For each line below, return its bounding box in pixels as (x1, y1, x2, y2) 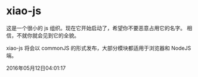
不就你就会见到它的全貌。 (16, 31, 79, 39)
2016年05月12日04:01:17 (6, 64, 66, 72)
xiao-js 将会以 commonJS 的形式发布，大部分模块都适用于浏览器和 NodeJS (6, 44, 191, 52)
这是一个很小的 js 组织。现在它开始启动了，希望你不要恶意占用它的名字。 (6, 24, 186, 31)
